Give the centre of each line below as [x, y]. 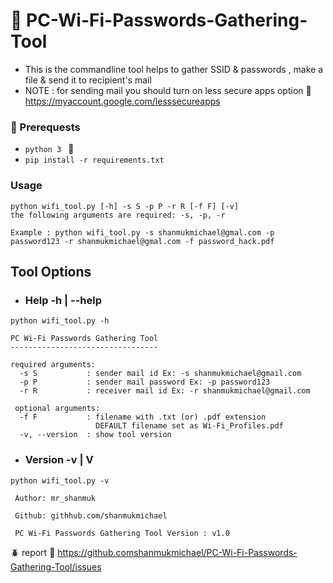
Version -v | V [59, 460]
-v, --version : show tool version [95, 435]
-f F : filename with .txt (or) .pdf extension [143, 417]
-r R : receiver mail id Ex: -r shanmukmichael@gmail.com [165, 391]
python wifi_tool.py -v [60, 480]
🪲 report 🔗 [33, 552]
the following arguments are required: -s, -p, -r [118, 215]
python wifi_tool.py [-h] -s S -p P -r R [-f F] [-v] [125, 206]
